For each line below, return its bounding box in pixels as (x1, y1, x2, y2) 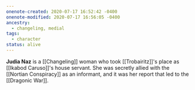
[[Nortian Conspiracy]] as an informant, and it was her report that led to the (6, 70, 189, 78)
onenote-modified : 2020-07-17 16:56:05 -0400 (6, 14, 120, 20)
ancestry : (6, 20, 31, 25)
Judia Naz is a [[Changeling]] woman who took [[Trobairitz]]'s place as (6, 57, 180, 65)
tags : (6, 31, 19, 37)
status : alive (6, 42, 41, 48)
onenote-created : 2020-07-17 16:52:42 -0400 (6, 8, 118, 15)
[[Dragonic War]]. (6, 76, 49, 83)
